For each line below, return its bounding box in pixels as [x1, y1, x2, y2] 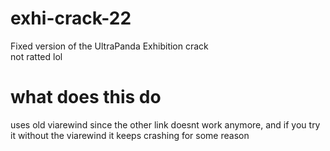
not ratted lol [10, 50, 63, 62]
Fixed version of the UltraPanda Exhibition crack [10, 40, 209, 52]
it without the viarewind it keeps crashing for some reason [10, 129, 250, 141]
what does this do [10, 86, 162, 109]
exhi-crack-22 [10, 7, 132, 30]
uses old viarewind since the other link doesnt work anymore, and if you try [10, 118, 321, 131]
